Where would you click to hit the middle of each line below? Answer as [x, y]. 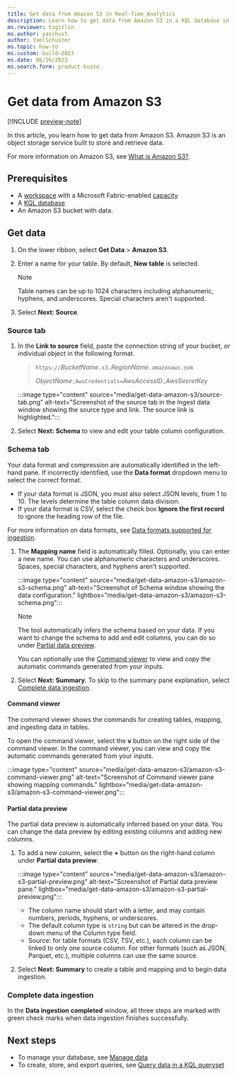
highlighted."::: [39, 417]
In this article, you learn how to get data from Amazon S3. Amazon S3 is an [116, 135]
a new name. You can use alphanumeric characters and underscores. [119, 559]
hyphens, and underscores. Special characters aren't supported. [112, 299]
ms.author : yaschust [38, 34]
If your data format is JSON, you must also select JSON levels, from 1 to [122, 494]
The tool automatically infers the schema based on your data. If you [116, 630]
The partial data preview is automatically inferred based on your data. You [115, 824]
